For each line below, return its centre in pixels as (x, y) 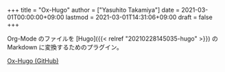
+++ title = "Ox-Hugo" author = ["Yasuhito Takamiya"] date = (94, 10)
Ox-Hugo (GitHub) (33, 61)
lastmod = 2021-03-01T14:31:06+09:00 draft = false (139, 17)
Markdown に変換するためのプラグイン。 (65, 47)
